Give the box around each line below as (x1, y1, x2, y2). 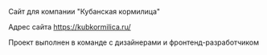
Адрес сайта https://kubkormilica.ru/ (8, 22, 131, 31)
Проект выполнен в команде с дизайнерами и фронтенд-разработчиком (8, 37, 260, 47)
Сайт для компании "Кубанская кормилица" (8, 7, 161, 16)
